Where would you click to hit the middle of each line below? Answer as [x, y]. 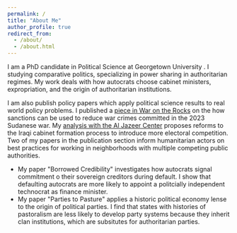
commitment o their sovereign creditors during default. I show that [114, 177]
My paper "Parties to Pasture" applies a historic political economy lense [122, 199]
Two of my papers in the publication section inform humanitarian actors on [116, 141]
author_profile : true [39, 27]
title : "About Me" [34, 20]
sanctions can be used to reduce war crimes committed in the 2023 [106, 118]
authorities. [24, 155]
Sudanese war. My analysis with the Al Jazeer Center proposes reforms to [116, 125]
